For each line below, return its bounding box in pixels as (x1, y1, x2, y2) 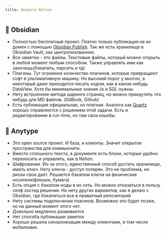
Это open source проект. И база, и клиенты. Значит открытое (12, 140, 142, 146)
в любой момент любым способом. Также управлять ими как (12, 60, 144, 66)
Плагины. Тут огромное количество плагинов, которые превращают (12, 70, 158, 76)
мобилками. (12, 224, 39, 231)
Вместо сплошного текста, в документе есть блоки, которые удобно (12, 151, 158, 157)
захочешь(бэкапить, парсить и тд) (12, 65, 85, 71)
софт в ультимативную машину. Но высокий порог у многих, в (12, 75, 145, 82)
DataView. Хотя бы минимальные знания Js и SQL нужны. (12, 86, 135, 92)
